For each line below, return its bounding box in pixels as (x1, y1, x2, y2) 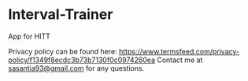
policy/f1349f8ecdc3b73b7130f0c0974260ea (8, 55, 156, 64)
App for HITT (8, 31, 51, 41)
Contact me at (157, 55, 203, 64)
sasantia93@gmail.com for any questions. (8, 63, 145, 72)
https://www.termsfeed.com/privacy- (118, 46, 240, 56)
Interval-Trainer (8, 6, 113, 24)
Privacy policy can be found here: (8, 46, 117, 56)
